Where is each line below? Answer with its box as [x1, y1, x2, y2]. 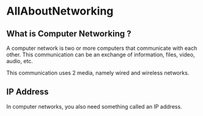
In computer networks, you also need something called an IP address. [6, 103, 182, 110]
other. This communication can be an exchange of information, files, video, [6, 51, 195, 58]
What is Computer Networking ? [6, 29, 131, 39]
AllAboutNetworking [6, 4, 114, 18]
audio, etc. [6, 58, 34, 64]
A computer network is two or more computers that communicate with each [6, 44, 197, 52]
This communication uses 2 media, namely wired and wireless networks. [6, 69, 190, 77]
